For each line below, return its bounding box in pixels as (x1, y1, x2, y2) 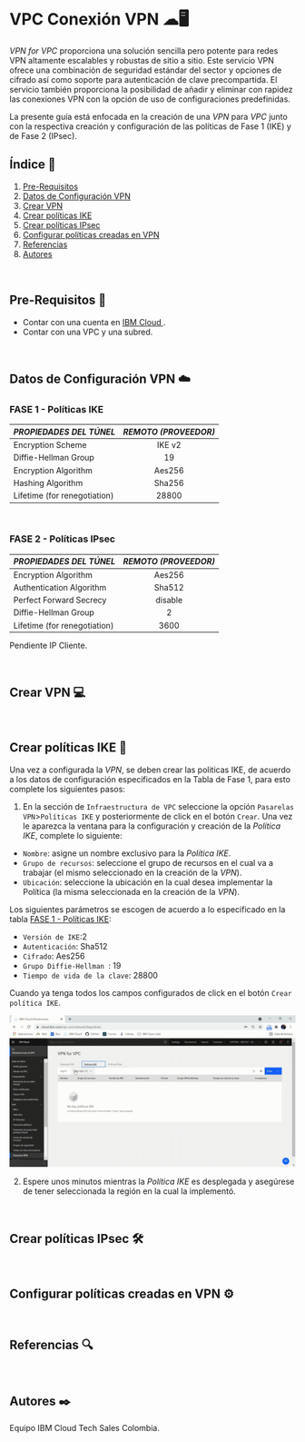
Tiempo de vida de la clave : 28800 (22, 970, 159, 980)
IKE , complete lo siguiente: (22, 830, 123, 840)
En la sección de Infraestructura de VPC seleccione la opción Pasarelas (22, 801, 295, 811)
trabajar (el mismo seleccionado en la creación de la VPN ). (22, 867, 242, 878)
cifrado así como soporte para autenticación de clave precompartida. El (9, 74, 278, 85)
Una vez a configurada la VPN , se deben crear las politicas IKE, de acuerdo (9, 764, 291, 775)
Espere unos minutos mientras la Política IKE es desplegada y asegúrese (22, 1176, 295, 1188)
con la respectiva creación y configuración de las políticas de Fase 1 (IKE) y (9, 121, 292, 132)
